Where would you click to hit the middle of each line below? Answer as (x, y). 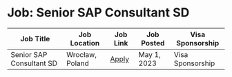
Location (85, 43)
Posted (153, 43)
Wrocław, (82, 54)
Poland (78, 63)
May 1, (149, 54)
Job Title (35, 38)
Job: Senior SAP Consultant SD (98, 13)
